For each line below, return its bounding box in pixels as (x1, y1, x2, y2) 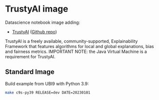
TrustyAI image (5, 3, 68, 15)
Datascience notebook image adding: (5, 19, 80, 25)
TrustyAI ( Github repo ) (12, 29, 57, 34)
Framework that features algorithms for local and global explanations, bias (5, 43, 154, 49)
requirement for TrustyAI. (5, 53, 56, 59)
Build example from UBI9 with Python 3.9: (5, 81, 89, 86)
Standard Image (5, 68, 55, 76)
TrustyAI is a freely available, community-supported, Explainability (5, 38, 138, 44)
